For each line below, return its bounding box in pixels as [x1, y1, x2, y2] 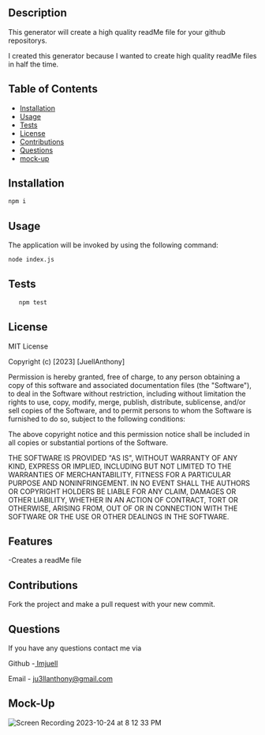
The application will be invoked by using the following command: [8, 240, 218, 250]
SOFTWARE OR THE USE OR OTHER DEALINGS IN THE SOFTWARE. [8, 511, 230, 521]
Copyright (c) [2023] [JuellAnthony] [8, 356, 125, 366]
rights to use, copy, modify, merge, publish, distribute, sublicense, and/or [8, 397, 246, 406]
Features [8, 534, 53, 548]
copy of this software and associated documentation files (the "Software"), [8, 380, 252, 390]
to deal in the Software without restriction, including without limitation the [8, 389, 246, 398]
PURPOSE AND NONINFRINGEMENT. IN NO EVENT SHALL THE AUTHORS [8, 478, 251, 488]
